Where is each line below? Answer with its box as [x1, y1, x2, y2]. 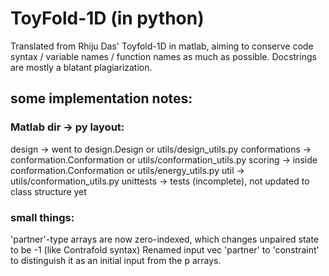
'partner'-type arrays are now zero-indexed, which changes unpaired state [10, 233, 320, 245]
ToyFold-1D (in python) [10, 7, 205, 30]
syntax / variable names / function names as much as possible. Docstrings [10, 50, 317, 62]
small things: [10, 210, 75, 224]
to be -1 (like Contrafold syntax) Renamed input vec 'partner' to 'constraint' [10, 243, 320, 256]
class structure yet [10, 185, 87, 197]
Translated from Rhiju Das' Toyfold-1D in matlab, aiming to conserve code [10, 40, 314, 52]
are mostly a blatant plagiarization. [10, 61, 153, 73]
